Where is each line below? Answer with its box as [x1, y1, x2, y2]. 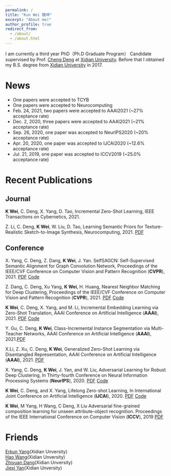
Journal [5, 195, 31, 203]
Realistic [5, 229, 24, 235]
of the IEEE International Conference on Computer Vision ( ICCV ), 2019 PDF [5, 414, 164, 420]
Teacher [5, 330, 23, 336]
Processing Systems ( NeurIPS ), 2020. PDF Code [5, 377, 109, 383]
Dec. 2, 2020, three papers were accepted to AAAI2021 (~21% [12, 118, 145, 124]
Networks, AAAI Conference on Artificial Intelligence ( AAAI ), [24, 330, 152, 336]
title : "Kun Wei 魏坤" [5, 12, 52, 17]
